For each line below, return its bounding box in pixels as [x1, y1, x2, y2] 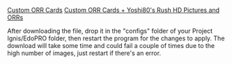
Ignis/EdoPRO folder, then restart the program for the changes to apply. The [7, 34, 225, 42]
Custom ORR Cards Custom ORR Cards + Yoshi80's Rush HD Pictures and [7, 6, 220, 14]
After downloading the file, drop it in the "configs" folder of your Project [7, 27, 213, 35]
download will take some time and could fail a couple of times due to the [7, 42, 215, 49]
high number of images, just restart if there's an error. [7, 49, 162, 57]
